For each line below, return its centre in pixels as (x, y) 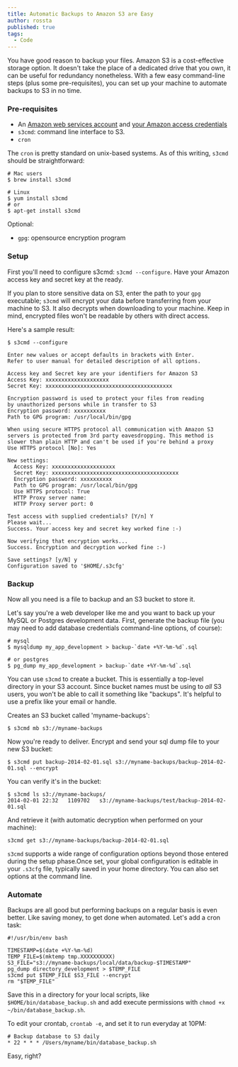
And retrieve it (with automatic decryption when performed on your (105, 820)
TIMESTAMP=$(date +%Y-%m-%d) (50, 951)
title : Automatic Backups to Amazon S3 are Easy (80, 14)
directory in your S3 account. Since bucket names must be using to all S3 (114, 687)
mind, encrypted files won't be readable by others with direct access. (109, 316)
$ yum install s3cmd (38, 199)
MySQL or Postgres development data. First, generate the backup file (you (116, 621)
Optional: (21, 224)
